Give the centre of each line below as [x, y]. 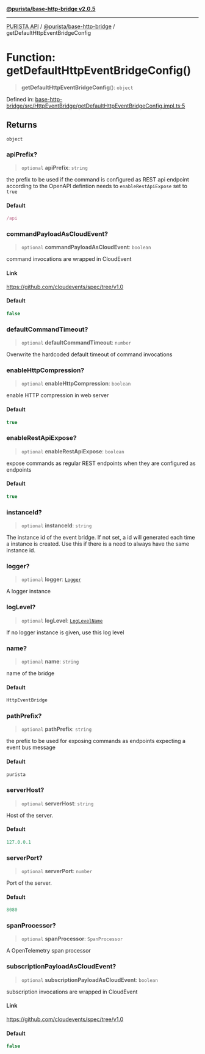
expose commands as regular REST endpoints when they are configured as [101, 463]
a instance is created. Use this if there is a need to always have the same [98, 544]
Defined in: [20, 99]
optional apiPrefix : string [55, 168]
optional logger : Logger [51, 579]
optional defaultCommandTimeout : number [76, 342]
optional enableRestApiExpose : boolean [73, 451]
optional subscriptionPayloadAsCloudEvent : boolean [90, 979]
